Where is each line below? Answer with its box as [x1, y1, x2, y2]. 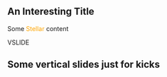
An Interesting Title [7, 6, 95, 18]
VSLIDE [7, 38, 30, 47]
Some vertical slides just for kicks [7, 59, 161, 71]
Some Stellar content [7, 24, 69, 32]
